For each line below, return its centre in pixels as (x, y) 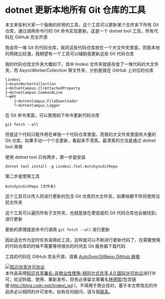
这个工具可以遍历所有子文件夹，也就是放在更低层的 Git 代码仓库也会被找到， (82, 213)
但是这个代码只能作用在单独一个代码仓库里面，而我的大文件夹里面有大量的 (81, 134)
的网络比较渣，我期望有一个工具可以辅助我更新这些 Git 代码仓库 (70, 53)
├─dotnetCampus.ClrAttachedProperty (43, 88)
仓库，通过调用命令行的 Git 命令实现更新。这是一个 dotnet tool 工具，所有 (80, 31)
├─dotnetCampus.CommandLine (34, 92)
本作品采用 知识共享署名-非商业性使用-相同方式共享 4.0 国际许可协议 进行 (78, 273)
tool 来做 (14, 146)
